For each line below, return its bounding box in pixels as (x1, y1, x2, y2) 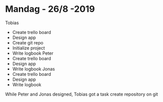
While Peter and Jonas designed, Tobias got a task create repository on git (5, 91, 158, 97)
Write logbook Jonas (12, 66, 55, 72)
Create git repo (12, 39, 44, 45)
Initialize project (12, 45, 45, 51)
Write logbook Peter (12, 50, 54, 56)
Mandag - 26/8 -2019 (5, 3, 95, 15)
